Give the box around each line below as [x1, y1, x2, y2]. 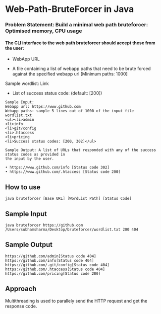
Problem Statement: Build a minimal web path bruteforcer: [5, 21, 148, 28]
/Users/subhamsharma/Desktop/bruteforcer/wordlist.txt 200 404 [5, 227, 139, 232]
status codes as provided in [5, 152, 65, 157]
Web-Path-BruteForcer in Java [5, 3, 134, 15]
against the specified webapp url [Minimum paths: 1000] [12, 71, 128, 77]
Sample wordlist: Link [5, 80, 49, 86]
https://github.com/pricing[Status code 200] [5, 271, 101, 276]
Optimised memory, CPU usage [5, 27, 82, 34]
